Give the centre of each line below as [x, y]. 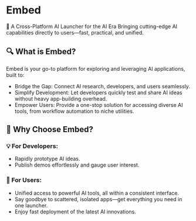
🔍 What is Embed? [41, 52]
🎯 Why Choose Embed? [50, 130]
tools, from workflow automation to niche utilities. [74, 111]
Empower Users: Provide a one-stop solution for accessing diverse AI [99, 105]
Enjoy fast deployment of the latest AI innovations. [75, 212]
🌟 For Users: [24, 180]
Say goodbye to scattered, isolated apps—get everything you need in [98, 199]
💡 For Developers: [32, 146]
